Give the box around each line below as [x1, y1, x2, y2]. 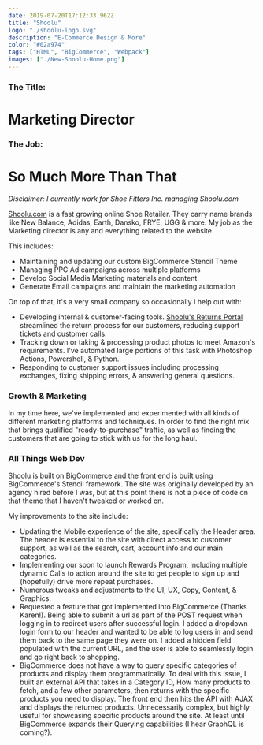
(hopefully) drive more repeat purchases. [19, 577, 154, 587]
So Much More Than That [8, 168, 177, 186]
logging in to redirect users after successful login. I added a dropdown [19, 619, 248, 628]
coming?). [19, 728, 53, 737]
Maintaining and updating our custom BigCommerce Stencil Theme [19, 256, 238, 266]
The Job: [8, 139, 43, 150]
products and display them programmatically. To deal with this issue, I [19, 669, 246, 679]
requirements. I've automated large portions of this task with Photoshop [19, 345, 253, 355]
